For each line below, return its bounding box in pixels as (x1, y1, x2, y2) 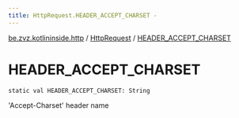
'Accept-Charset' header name (8, 100, 109, 110)
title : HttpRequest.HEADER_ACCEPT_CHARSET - (8, 11, 157, 20)
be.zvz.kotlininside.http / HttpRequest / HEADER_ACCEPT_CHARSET (8, 33, 232, 42)
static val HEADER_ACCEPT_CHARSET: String (8, 87, 150, 94)
